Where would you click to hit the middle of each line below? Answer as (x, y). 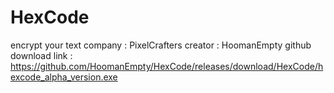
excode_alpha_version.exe (64, 77)
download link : (41, 55)
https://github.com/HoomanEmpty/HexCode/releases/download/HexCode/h (167, 66)
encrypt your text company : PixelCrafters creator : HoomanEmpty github (161, 45)
